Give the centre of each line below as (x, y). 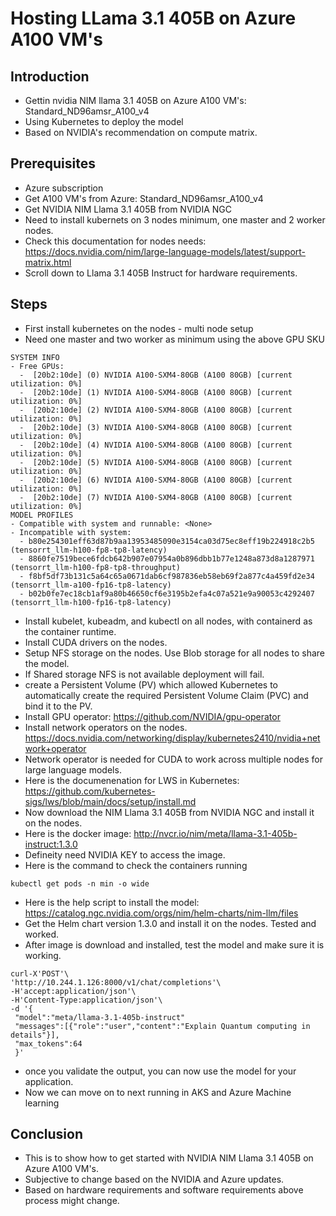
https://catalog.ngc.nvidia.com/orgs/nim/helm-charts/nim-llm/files (161, 913)
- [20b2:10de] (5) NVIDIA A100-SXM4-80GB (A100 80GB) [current (156, 462)
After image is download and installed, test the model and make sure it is (174, 944)
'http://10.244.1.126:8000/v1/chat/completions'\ (116, 982)
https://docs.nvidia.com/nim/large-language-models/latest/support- (165, 251)
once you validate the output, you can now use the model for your (160, 1071)
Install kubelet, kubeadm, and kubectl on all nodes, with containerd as (168, 621)
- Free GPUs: (37, 366)
